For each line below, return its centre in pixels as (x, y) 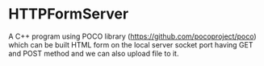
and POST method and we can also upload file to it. (94, 53)
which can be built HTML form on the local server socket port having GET (131, 44)
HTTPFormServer (69, 14)
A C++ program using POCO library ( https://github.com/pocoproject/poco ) (132, 36)
